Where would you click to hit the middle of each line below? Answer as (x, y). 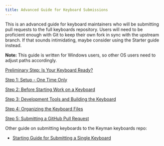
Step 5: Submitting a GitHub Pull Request (47, 118)
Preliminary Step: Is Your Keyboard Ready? (49, 70)
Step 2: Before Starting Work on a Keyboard (50, 89)
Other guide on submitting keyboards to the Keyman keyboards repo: (76, 128)
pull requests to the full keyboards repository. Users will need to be (74, 29)
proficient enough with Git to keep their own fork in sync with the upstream (82, 34)
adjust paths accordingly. (31, 60)
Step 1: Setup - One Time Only (36, 79)
